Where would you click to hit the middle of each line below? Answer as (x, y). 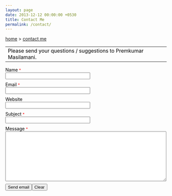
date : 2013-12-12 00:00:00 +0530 (41, 15)
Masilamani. (22, 57)
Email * (13, 84)
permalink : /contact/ (28, 24)
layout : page (19, 10)
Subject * (15, 114)
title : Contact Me (25, 19)
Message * (17, 129)
